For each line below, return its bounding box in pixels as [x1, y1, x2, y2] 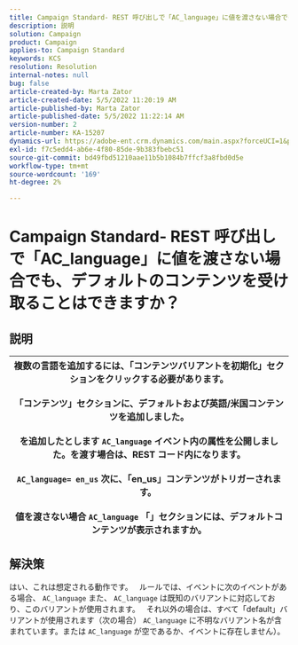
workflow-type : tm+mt [9, 161, 90, 170]
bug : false [9, 79, 50, 88]
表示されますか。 [136, 524, 207, 537]
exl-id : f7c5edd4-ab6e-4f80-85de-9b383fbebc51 [9, 145, 184, 153]
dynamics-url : [9, 137, 62, 146]
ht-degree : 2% [9, 178, 62, 187]
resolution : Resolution [9, 63, 98, 72]
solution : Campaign [9, 29, 82, 38]
